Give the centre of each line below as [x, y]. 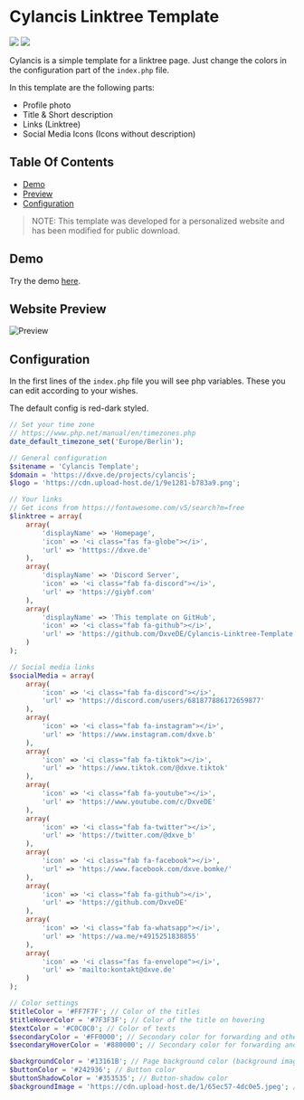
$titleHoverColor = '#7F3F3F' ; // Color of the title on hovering [137, 1019]
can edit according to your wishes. [74, 391]
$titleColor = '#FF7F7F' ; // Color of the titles [105, 1011]
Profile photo [47, 105]
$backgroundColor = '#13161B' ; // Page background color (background [143, 1062]
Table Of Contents [62, 162]
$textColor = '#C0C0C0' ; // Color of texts [93, 1029]
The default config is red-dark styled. [79, 408]
